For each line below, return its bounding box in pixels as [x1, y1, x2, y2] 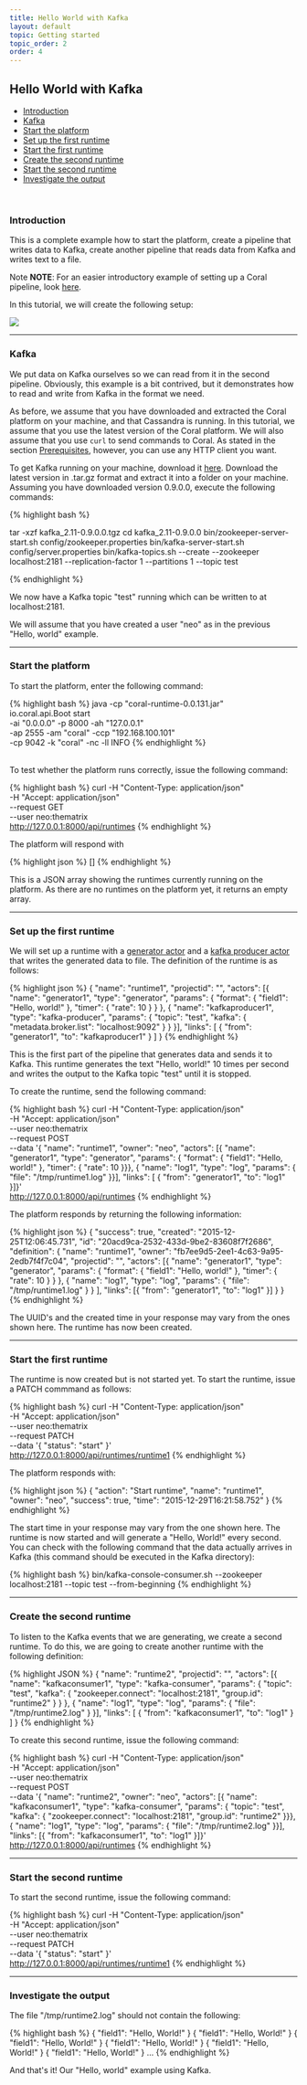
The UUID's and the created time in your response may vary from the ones [9, 1312, 291, 1323]
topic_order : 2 [9, 38, 68, 48]
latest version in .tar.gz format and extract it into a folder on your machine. [9, 471, 289, 482]
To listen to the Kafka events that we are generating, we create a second [9, 1631, 282, 1642]
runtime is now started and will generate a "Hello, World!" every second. [9, 1532, 281, 1543]
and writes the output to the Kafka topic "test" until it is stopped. [9, 1068, 251, 1079]
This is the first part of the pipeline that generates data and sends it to [9, 1049, 272, 1060]
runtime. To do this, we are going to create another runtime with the [9, 1641, 264, 1652]
